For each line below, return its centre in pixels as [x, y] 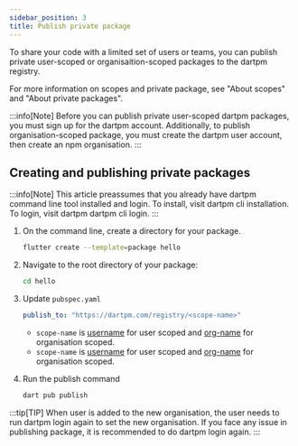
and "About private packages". [66, 98]
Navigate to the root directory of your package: [110, 265]
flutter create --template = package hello [102, 248]
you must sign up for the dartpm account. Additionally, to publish [130, 125]
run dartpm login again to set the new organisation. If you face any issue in [148, 422]
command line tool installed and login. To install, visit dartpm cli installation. [149, 204]
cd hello [39, 282]
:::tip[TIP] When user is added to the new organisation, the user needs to [144, 413]
